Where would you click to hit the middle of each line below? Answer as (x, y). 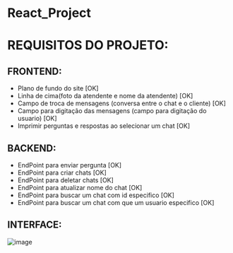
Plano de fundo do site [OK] (58, 88)
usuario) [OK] (37, 119)
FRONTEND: (35, 71)
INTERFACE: (35, 225)
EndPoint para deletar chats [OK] (66, 180)
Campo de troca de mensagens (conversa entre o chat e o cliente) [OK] (121, 103)
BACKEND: (32, 148)
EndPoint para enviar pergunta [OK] (70, 165)
